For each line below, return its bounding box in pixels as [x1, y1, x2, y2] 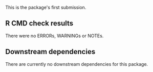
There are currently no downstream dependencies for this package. [5, 61, 148, 67]
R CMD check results [5, 19, 74, 28]
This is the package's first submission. [5, 5, 86, 10]
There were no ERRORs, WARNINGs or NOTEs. [5, 33, 104, 39]
